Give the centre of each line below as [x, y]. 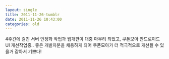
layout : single [21, 10]
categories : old [22, 24]
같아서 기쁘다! [28, 51]
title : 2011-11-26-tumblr [32, 15]
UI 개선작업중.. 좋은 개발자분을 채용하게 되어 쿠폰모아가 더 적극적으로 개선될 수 [82, 45]
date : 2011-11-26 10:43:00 [34, 19]
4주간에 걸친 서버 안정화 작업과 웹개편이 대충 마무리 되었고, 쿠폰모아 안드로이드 [83, 39]
